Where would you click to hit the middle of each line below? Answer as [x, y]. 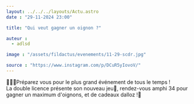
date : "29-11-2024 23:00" [39, 17]
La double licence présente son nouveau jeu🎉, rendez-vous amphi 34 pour [97, 88]
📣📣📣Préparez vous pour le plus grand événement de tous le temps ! [88, 82]
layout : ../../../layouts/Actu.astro [52, 12]
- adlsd [21, 44]
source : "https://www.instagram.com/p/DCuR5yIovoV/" [74, 66]
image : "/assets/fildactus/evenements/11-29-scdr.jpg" [76, 55]
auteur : [17, 38]
